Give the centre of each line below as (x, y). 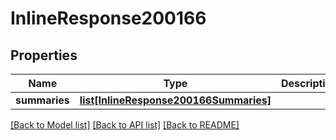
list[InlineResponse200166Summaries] (175, 100)
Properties (44, 55)
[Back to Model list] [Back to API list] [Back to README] (125, 125)
